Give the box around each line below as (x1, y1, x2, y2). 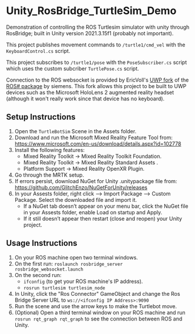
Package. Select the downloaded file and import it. (14, 196, 137, 203)
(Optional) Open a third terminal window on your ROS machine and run (14, 309, 186, 316)
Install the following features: (14, 146, 85, 153)
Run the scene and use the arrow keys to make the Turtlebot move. (14, 302, 177, 309)
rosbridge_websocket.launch (14, 266, 83, 272)
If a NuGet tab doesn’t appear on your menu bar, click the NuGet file (23, 203, 189, 210)
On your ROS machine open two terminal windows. (14, 254, 138, 261)
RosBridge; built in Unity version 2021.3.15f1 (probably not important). (6, 29, 174, 36)
